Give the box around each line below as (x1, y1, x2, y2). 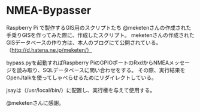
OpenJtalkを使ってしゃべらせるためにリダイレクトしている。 (6, 74, 157, 81)
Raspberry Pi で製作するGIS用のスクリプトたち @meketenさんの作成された (6, 24, 192, 31)
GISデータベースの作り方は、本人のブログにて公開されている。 (6, 39, 162, 46)
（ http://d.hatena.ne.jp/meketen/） (6, 46, 93, 54)
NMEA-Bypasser (6, 4, 92, 17)
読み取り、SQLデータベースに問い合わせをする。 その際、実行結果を (16, 66, 186, 73)
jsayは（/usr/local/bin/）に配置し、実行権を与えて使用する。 (6, 86, 156, 94)
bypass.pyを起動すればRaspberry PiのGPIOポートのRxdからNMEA (6, 59, 169, 66)
